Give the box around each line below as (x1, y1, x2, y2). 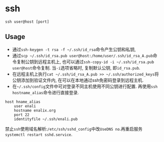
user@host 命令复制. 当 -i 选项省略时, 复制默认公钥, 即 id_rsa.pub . (12, 65, 141, 71)
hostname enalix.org (14, 108, 56, 113)
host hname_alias (5, 99, 41, 104)
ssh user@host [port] (5, 19, 50, 24)
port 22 (14, 112, 29, 117)
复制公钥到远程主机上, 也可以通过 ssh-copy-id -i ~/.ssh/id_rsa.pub (16, 59, 154, 65)
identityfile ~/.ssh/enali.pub (14, 116, 78, 121)
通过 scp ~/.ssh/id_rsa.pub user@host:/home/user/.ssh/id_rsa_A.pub (12, 52, 153, 58)
